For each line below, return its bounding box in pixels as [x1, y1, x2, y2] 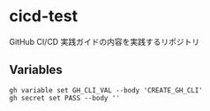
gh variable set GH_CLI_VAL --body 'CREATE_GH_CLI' [9, 85, 203, 94]
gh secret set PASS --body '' [9, 93, 121, 102]
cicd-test [9, 6, 78, 26]
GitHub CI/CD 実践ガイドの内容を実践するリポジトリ [9, 36, 200, 47]
